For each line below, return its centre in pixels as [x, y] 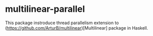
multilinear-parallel [45, 9]
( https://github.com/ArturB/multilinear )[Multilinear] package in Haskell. [77, 28]
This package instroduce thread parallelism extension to [62, 23]
